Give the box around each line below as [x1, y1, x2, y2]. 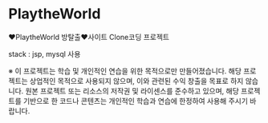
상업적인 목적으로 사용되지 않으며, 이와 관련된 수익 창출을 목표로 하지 [29, 76, 244, 85]
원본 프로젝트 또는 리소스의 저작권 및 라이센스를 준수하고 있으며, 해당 [25, 85, 239, 96]
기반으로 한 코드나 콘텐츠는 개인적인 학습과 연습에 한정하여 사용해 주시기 [22, 96, 249, 105]
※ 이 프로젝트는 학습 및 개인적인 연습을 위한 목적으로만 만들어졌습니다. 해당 [8, 65, 242, 76]
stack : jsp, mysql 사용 [8, 49, 81, 58]
